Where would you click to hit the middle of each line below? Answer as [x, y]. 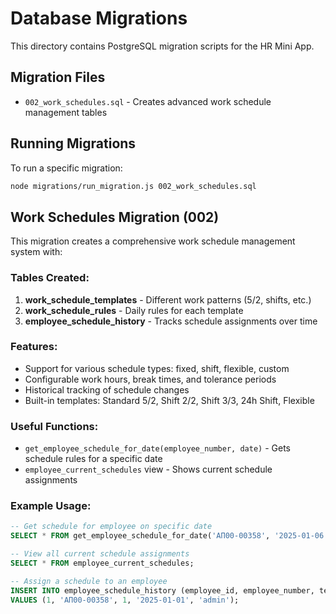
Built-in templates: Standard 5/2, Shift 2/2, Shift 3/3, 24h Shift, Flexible [169, 400]
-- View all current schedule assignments [100, 554]
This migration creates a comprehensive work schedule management [153, 241]
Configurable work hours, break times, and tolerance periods [150, 379]
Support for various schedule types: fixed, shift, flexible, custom [157, 368]
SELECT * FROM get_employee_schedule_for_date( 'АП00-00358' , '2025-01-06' [169, 536]
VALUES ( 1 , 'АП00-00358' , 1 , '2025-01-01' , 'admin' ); [125, 600]
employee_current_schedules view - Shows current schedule [148, 469]
